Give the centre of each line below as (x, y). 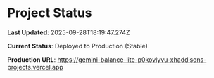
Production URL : (32, 59)
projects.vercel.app (35, 67)
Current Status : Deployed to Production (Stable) (77, 46)
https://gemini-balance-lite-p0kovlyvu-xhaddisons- (132, 59)
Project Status (50, 13)
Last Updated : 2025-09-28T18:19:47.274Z (69, 32)
